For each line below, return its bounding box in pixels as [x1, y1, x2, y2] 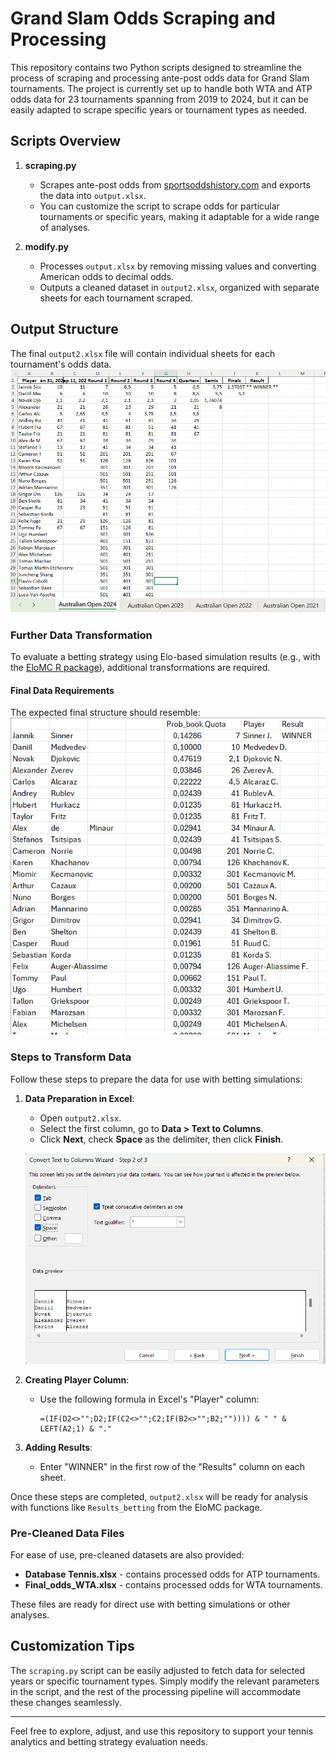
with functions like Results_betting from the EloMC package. [10, 1501, 263, 1513]
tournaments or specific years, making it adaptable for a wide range [39, 210, 320, 222]
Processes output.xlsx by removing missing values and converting [39, 260, 317, 272]
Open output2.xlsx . [39, 1112, 122, 1124]
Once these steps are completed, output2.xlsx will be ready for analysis [10, 1490, 309, 1502]
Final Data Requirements [10, 684, 115, 696]
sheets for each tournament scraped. [39, 292, 193, 304]
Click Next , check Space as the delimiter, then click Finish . [39, 1133, 284, 1145]
